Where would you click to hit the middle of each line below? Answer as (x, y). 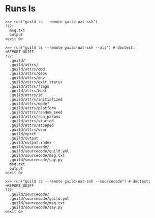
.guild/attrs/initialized (36, 99)
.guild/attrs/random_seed (36, 112)
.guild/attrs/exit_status (36, 82)
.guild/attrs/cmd (27, 69)
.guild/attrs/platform (33, 108)
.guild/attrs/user (29, 129)
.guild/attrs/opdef (30, 104)
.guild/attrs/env (27, 78)
